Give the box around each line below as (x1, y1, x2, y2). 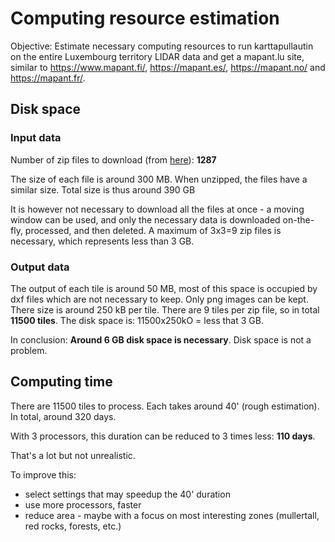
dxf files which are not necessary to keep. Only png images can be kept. (10, 293, 309, 305)
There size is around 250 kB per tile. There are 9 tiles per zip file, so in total (10, 303, 320, 316)
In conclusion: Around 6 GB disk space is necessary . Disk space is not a (10, 333, 312, 346)
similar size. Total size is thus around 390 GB (10, 183, 196, 196)
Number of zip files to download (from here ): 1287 (10, 153, 217, 166)
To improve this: (10, 468, 77, 481)
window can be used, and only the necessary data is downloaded (10, 213, 281, 226)
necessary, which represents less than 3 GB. (10, 235, 195, 247)
